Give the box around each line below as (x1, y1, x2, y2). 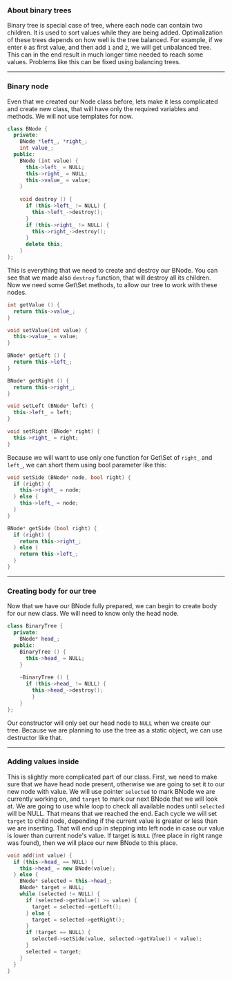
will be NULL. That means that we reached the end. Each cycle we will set (7, 809, 217, 817)
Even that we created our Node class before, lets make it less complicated (7, 97, 219, 106)
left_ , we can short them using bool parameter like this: (7, 460, 167, 469)
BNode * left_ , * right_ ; (19, 138, 88, 145)
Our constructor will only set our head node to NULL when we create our (7, 719, 211, 727)
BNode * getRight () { (7, 377, 70, 385)
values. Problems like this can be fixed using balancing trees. (7, 58, 181, 66)
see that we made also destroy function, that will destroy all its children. (7, 273, 211, 282)
